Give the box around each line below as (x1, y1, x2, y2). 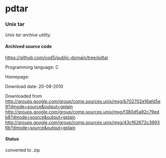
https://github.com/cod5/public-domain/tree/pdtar (5, 54, 108, 60)
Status (5, 136, 19, 142)
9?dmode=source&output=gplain (5, 103, 73, 109)
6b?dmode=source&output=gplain (5, 125, 76, 131)
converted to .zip (5, 147, 40, 153)
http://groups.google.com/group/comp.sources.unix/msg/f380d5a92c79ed (5, 109, 160, 115)
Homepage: (5, 74, 29, 79)
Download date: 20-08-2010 (5, 83, 64, 89)
